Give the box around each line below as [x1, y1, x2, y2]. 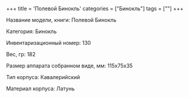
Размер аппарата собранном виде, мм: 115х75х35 [6, 62, 133, 69]
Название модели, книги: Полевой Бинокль [6, 17, 117, 23]
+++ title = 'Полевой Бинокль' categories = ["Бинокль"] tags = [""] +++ [6, 5, 184, 12]
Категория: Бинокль [6, 28, 57, 35]
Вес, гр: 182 [6, 51, 36, 58]
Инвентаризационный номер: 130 [6, 40, 91, 46]
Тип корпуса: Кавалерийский [6, 74, 81, 80]
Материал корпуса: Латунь [6, 85, 75, 92]
